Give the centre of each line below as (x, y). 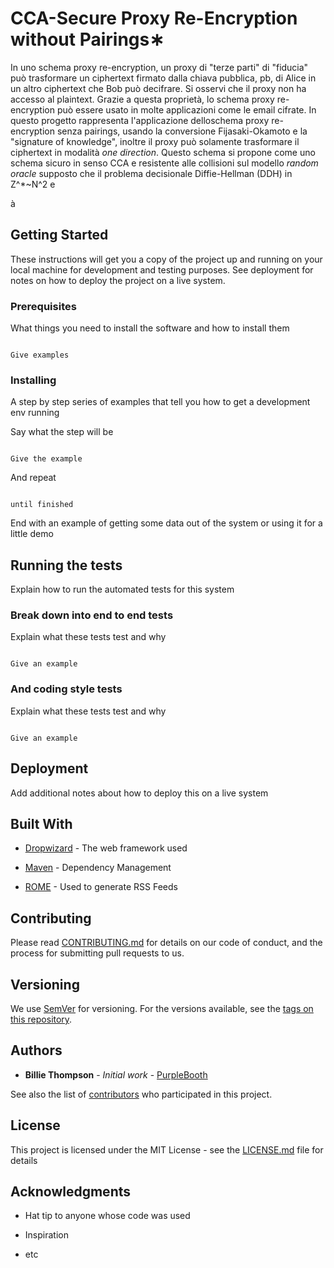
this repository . (41, 1019)
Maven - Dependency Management (98, 868)
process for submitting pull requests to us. (97, 953)
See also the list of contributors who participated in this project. (141, 1094)
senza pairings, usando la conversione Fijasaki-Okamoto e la (182, 131)
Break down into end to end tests (92, 615)
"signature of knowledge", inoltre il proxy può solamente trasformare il (155, 141)
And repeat (33, 478)
